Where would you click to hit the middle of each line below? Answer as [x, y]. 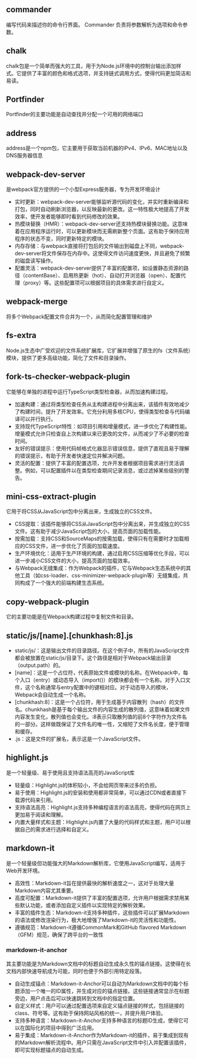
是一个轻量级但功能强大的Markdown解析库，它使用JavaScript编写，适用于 [96, 863]
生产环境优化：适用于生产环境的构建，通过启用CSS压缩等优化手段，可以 [102, 554]
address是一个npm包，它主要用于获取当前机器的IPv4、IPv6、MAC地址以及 [97, 148]
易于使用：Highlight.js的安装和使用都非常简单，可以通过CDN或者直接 [98, 792]
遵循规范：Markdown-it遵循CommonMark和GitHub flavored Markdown [100, 927]
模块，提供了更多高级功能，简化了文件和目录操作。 [68, 358]
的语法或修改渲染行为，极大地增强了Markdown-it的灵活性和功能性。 [97, 920]
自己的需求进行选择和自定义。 [56, 829]
